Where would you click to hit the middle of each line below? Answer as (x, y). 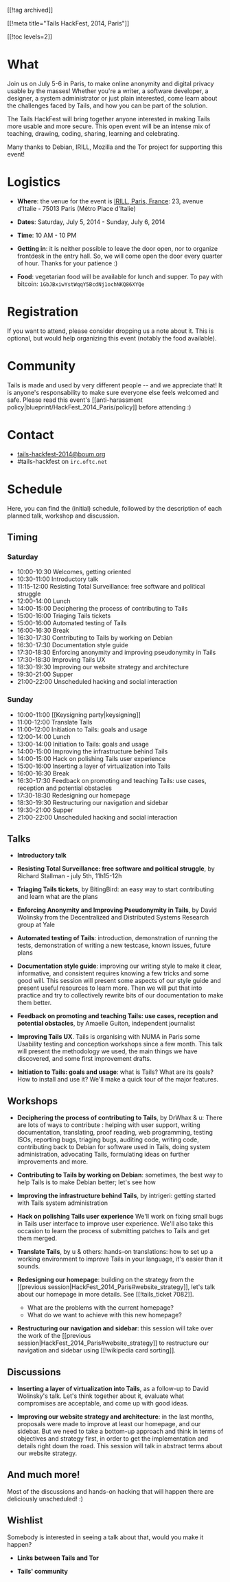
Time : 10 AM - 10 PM (47, 235)
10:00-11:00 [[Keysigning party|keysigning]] (79, 714)
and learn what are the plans (57, 897)
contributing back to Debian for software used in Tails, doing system (114, 1147)
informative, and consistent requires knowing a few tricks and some (113, 973)
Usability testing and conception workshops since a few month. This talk (120, 1044)
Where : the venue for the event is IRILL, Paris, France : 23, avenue (110, 201)
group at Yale (36, 925)
